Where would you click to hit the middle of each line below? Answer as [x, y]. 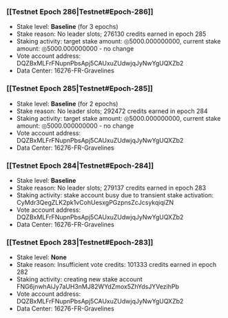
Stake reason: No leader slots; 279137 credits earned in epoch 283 [111, 188]
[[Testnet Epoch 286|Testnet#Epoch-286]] [80, 12]
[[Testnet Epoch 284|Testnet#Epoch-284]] [80, 166]
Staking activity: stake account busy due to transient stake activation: [115, 195]
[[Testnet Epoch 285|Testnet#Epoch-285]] [80, 88]
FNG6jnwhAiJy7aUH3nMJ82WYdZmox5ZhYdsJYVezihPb [98, 287]
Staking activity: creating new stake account [79, 279]
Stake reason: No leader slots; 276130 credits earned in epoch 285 [111, 34]
